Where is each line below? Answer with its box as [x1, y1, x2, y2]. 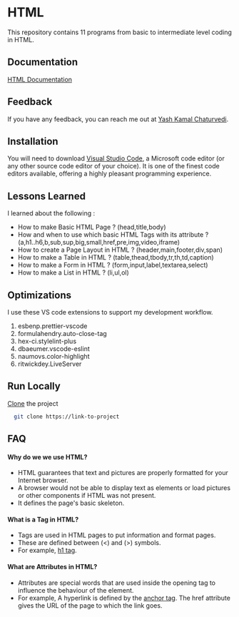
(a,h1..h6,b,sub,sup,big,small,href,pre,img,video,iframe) [17, 238, 180, 247]
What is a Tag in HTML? [7, 515, 79, 524]
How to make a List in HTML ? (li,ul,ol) [17, 268, 130, 277]
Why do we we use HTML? [7, 452, 88, 461]
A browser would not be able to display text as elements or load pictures [17, 484, 230, 492]
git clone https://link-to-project [14, 413, 120, 420]
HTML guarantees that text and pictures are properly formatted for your [17, 469, 228, 477]
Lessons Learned [7, 190, 86, 202]
